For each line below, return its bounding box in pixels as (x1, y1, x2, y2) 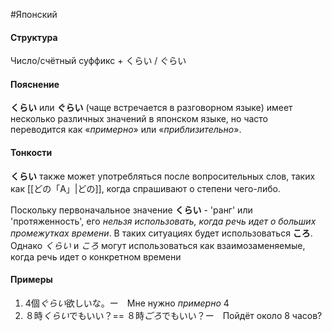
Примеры (10, 274, 53, 286)
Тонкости (10, 147, 53, 158)
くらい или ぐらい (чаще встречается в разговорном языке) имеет (10, 102, 293, 114)
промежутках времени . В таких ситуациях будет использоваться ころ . (10, 227, 313, 239)
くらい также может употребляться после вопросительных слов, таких (10, 170, 316, 182)
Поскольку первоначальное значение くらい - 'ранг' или (10, 204, 253, 216)
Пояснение (10, 78, 60, 90)
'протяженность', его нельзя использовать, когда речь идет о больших (10, 215, 317, 227)
